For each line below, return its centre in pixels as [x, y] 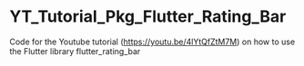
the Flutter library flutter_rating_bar [75, 51]
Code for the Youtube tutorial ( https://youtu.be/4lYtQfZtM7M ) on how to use [152, 42]
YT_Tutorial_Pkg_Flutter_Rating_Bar [148, 17]
